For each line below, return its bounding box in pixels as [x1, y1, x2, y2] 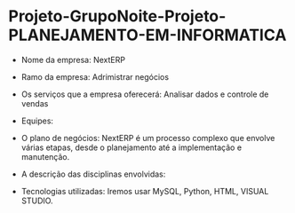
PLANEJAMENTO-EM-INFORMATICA [8, 25, 287, 45]
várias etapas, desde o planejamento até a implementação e [20, 142, 242, 153]
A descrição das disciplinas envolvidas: [20, 169, 166, 179]
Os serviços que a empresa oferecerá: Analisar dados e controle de [20, 89, 269, 99]
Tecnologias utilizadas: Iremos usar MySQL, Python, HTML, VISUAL [20, 185, 269, 196]
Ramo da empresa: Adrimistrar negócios [20, 71, 170, 82]
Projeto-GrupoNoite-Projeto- [8, 6, 227, 27]
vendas [20, 98, 49, 108]
